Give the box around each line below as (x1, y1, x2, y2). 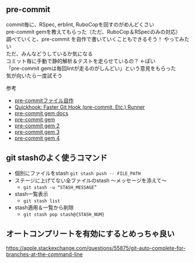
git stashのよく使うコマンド (6, 153, 108, 163)
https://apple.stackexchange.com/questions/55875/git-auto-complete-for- (6, 245, 186, 252)
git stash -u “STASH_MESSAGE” (23, 184, 97, 191)
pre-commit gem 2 (14, 122, 60, 129)
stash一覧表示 (14, 190, 48, 198)
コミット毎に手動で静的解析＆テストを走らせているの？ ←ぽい (6, 57, 156, 64)
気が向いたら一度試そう (6, 72, 62, 79)
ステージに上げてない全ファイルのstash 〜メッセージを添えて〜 (14, 177, 168, 184)
